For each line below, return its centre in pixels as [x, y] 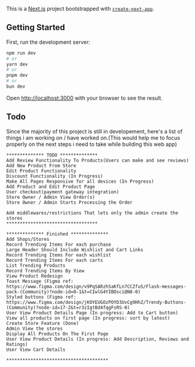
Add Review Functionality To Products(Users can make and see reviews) [97, 160]
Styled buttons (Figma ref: [41, 297]
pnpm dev [17, 75]
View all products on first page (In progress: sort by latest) [88, 318]
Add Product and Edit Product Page [51, 187]
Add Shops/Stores [28, 239]
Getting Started [36, 27]
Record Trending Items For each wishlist [59, 255]
